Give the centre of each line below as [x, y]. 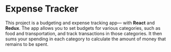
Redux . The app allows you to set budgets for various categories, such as [83, 28]
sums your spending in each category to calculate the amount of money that [86, 39]
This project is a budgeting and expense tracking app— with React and [80, 23]
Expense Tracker [42, 9]
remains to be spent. [27, 44]
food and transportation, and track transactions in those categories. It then [84, 33]
